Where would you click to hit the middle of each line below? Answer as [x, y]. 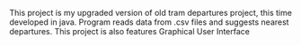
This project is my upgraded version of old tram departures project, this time [150, 13]
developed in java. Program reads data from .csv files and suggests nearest [149, 22]
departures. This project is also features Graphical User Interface [129, 31]
